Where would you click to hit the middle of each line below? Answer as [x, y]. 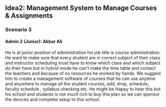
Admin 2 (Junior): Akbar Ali [34, 41]
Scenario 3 [19, 30]
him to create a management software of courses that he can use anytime [80, 79]
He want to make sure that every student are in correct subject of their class [83, 57]
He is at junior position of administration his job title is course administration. [83, 52]
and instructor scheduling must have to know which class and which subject [83, 63]
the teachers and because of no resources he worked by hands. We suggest [83, 73]
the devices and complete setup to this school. [53, 99]
